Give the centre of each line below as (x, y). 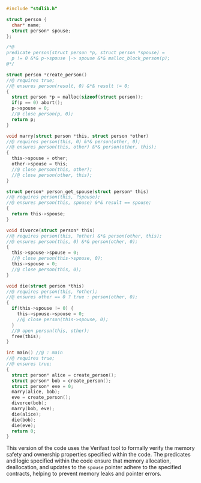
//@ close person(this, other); (52, 169)
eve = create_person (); (41, 398)
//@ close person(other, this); (52, 175)
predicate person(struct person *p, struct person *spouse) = (85, 53)
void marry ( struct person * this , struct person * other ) (77, 136)
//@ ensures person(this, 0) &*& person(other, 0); (72, 241)
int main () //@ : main (34, 353)
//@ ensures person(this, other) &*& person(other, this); (82, 147)
